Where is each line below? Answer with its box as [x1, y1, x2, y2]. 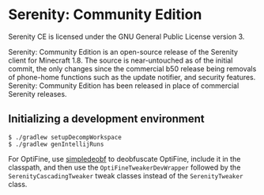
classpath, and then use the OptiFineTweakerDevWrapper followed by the [8, 162, 241, 172]
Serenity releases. [8, 89, 67, 98]
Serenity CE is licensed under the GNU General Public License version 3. [8, 32, 245, 41]
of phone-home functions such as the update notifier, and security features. [8, 72, 256, 82]
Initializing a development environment [8, 113, 206, 126]
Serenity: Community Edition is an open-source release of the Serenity [8, 47, 239, 56]
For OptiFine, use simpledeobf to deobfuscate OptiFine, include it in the [8, 154, 241, 163]
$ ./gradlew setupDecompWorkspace [8, 133, 123, 141]
